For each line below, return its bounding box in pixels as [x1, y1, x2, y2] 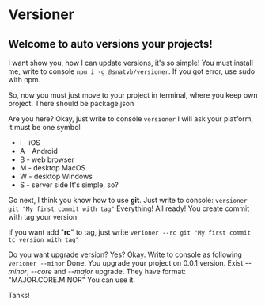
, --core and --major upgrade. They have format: [26, 267, 186, 276]
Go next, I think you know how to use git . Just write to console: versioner [8, 196, 248, 205]
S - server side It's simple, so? [19, 180, 119, 189]
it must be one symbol [8, 123, 81, 132]
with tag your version [8, 212, 78, 221]
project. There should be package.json [8, 99, 134, 108]
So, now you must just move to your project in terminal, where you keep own [8, 90, 258, 100]
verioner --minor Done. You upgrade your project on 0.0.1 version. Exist [8, 258, 244, 267]
